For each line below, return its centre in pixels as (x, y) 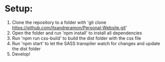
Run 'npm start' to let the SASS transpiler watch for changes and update (86, 43)
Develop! (21, 54)
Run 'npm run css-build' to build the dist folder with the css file (77, 38)
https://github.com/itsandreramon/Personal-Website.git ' (70, 27)
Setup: (19, 9)
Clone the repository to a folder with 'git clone (59, 22)
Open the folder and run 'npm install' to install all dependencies (77, 33)
